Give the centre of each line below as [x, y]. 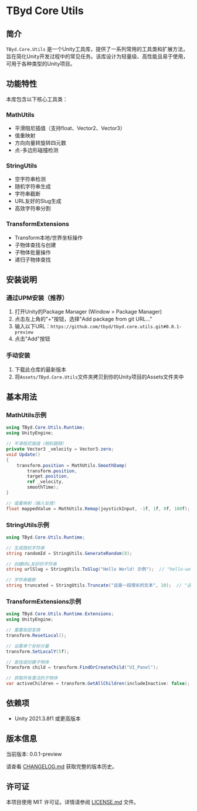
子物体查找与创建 [35, 245]
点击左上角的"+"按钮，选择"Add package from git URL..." [83, 319]
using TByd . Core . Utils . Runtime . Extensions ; [60, 614]
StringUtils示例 [28, 524]
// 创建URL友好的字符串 [32, 564]
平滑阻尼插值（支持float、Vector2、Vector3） [70, 128]
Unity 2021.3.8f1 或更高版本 [47, 718]
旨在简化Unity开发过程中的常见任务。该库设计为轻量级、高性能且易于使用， [97, 56]
